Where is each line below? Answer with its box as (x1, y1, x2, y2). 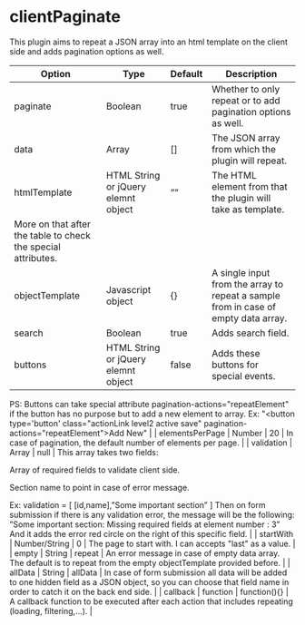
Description (225, 67, 278, 80)
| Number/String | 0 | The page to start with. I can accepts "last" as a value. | (9, 538, 296, 549)
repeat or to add (212, 93, 280, 106)
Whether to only (212, 83, 280, 95)
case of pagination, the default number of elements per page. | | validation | (9, 437, 293, 448)
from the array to (212, 278, 284, 290)
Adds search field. (212, 327, 290, 339)
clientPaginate (9, 6, 121, 27)
